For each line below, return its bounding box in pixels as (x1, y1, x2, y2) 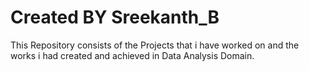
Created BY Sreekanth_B (10, 6, 220, 29)
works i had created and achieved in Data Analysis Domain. (10, 49, 255, 61)
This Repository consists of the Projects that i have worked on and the (10, 39, 300, 51)
